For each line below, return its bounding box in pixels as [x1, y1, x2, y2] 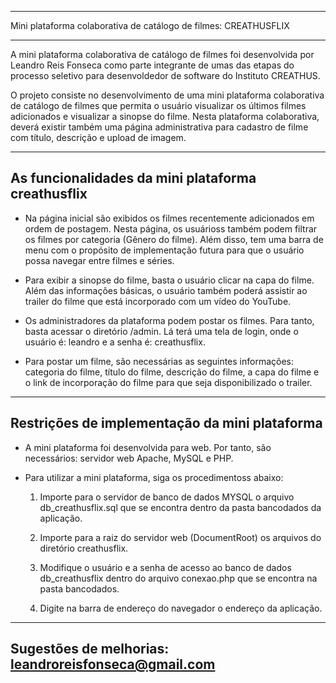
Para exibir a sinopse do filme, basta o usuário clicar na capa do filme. [24, 274, 315, 286]
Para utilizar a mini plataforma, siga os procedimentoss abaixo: [24, 471, 284, 483]
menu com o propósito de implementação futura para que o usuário [24, 244, 305, 256]
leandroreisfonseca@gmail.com [10, 656, 216, 673]
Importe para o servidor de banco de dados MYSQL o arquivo [39, 491, 295, 503]
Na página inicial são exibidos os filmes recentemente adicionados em [24, 212, 315, 224]
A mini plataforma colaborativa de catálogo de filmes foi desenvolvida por [10, 49, 315, 60]
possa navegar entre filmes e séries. [24, 254, 175, 266]
